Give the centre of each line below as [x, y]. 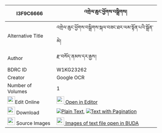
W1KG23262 [72, 70]
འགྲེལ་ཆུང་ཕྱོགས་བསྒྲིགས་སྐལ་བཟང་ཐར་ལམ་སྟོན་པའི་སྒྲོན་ [105, 27]
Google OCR [70, 78]
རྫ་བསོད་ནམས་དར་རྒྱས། [76, 56]
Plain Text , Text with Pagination [99, 111]
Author [15, 58]
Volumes [17, 91]
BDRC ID [17, 70]
